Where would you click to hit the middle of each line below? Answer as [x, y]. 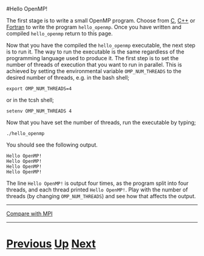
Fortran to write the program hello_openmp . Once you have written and [94, 27]
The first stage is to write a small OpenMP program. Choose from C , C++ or [101, 20]
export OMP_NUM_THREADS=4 [39, 89]
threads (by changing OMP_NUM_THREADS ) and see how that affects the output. [101, 196]
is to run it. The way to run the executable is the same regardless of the [95, 52]
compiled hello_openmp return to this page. [59, 33]
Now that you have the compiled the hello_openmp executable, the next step [101, 45]
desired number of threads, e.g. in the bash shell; [68, 78]
